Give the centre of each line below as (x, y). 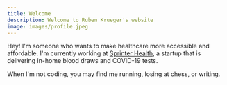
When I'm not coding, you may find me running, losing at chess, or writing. (114, 74)
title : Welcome (29, 13)
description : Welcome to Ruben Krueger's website (81, 20)
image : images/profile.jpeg (48, 26)
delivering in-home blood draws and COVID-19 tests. (83, 61)
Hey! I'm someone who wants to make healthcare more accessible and (108, 46)
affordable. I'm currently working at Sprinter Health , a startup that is (104, 53)
